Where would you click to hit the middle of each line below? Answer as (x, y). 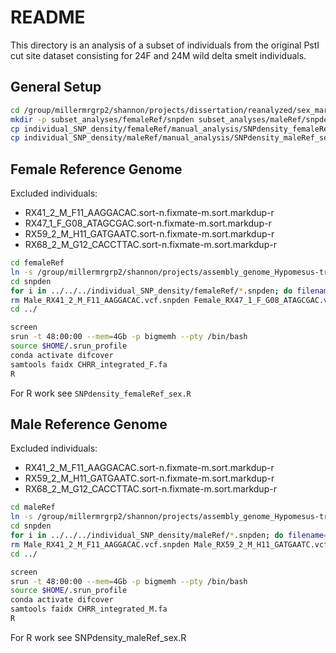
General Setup (56, 87)
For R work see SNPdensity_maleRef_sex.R (98, 637)
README (48, 17)
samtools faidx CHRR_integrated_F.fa (89, 364)
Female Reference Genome (96, 169)
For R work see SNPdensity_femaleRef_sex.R (101, 393)
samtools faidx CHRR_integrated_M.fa (89, 609)
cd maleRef (33, 507)
